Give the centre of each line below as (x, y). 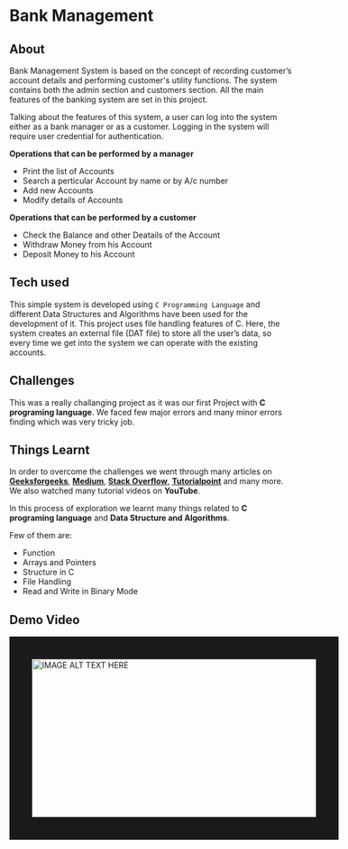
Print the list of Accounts (68, 171)
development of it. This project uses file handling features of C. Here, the (145, 323)
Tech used (39, 282)
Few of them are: (41, 536)
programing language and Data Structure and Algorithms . (119, 518)
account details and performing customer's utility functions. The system (143, 80)
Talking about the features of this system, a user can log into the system (143, 117)
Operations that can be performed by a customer (103, 217)
